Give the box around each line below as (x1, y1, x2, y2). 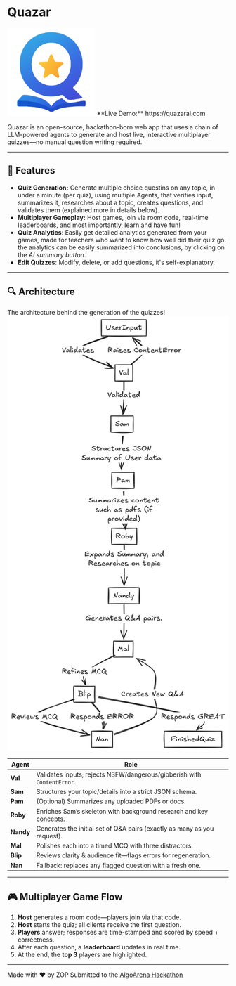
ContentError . (36, 777, 76, 786)
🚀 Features (7, 164, 55, 176)
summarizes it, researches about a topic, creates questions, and (17, 198, 204, 207)
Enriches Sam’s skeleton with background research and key (36, 807, 209, 815)
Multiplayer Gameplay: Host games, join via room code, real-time (17, 213, 209, 221)
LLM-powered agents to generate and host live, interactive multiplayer (7, 130, 211, 138)
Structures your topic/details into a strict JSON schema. (36, 788, 197, 796)
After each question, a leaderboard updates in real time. (17, 942, 181, 951)
